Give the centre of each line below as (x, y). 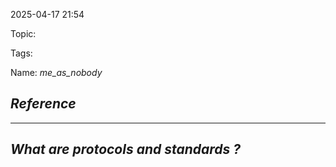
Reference (43, 104)
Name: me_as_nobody (56, 72)
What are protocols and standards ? (126, 149)
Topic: (23, 33)
